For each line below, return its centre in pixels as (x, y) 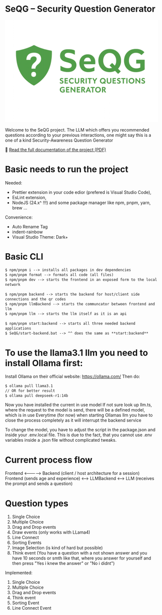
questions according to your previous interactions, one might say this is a (78, 135)
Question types (37, 503)
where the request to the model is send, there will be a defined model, (75, 410)
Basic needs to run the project (67, 169)
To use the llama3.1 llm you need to (77, 353)
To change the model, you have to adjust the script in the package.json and (80, 430)
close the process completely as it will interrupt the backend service (73, 420)
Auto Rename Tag (30, 226)
